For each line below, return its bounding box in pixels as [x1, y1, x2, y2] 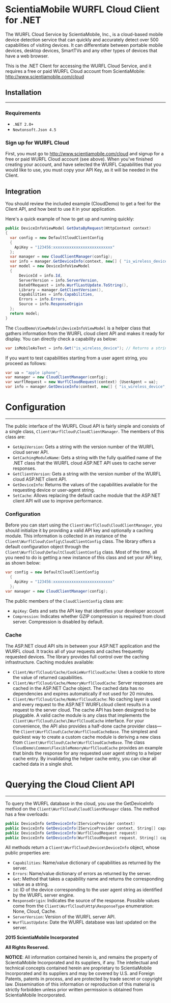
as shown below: [5, 560, 41, 566]
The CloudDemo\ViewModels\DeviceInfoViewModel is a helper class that [5, 325, 151, 331]
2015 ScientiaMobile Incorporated [5, 934, 79, 940]
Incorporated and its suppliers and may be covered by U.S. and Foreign [5, 970, 155, 977]
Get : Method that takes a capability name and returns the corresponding [12, 876, 164, 882]
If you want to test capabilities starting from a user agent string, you [5, 355, 148, 361]
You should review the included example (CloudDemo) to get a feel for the [5, 201, 161, 207]
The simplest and [121, 728, 158, 734]
